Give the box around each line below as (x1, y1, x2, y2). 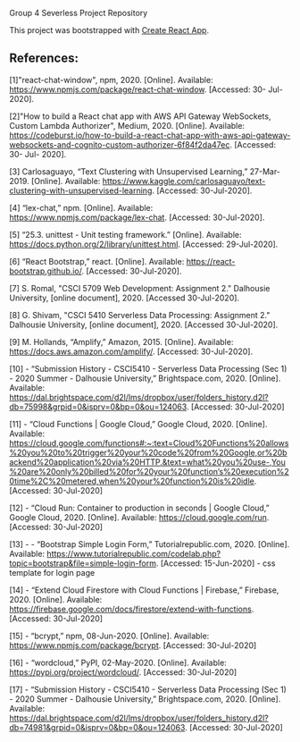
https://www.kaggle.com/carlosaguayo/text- (102, 175, 266, 186)
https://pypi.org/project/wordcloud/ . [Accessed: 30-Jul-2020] (9, 666, 237, 678)
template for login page (9, 567, 96, 578)
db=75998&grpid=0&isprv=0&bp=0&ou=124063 (9, 401, 187, 412)
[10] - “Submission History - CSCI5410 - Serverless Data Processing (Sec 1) (9, 363, 287, 374)
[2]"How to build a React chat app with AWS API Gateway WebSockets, (9, 111, 271, 122)
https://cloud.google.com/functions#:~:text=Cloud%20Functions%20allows (9, 437, 289, 448)
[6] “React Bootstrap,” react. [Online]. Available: (9, 256, 185, 266)
